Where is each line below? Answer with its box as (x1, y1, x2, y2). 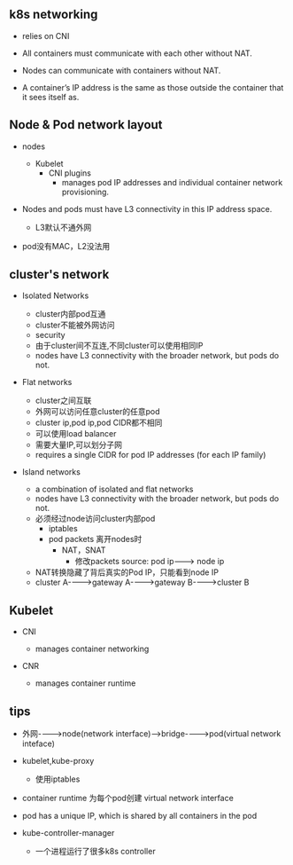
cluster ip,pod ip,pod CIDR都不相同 (35, 417, 163, 429)
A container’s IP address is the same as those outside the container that (21, 82, 284, 92)
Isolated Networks (21, 290, 89, 301)
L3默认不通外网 (35, 222, 92, 232)
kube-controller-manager (21, 828, 115, 838)
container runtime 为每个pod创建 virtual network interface (21, 793, 235, 804)
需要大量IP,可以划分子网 (35, 439, 122, 451)
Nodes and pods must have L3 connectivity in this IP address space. (21, 203, 273, 214)
